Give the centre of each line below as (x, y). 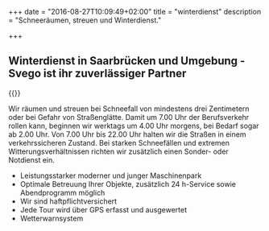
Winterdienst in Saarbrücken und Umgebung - (127, 61)
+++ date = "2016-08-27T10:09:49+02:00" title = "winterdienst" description (135, 12)
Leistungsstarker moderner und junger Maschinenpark (111, 175)
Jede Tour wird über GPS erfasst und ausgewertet (103, 209)
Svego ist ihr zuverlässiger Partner (97, 74)
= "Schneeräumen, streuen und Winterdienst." (85, 20)
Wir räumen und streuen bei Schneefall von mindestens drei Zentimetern (129, 109)
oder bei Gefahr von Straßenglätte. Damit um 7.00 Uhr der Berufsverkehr (129, 117)
